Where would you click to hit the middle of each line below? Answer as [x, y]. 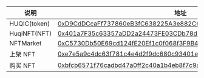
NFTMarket [25, 43]
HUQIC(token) [30, 24]
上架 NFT [22, 54]
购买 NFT [22, 66]
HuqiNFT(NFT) [31, 34]
